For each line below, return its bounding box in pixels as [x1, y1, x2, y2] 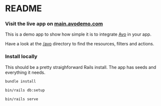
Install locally [5, 53, 38, 60]
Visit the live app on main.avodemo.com [5, 21, 103, 27]
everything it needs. [5, 69, 46, 75]
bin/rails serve [5, 96, 38, 102]
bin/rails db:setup [5, 87, 45, 93]
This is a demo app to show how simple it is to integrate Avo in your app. [5, 31, 152, 37]
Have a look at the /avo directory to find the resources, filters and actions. [5, 41, 155, 47]
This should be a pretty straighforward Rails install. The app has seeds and [5, 64, 156, 70]
